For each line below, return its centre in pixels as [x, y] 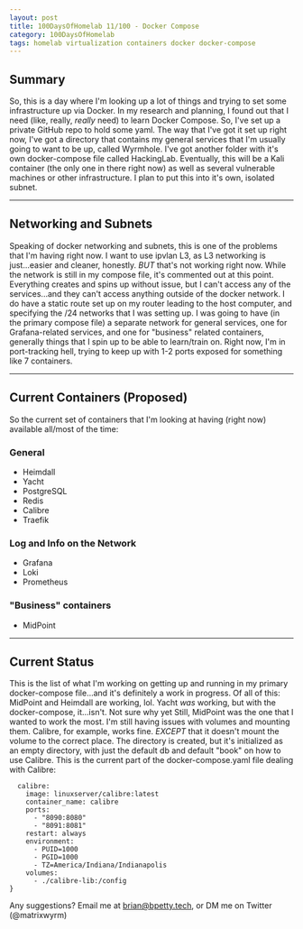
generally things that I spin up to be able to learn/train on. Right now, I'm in [147, 341]
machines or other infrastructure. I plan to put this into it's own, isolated [142, 178]
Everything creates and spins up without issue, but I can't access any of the [150, 284]
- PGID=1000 [55, 858]
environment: [50, 842]
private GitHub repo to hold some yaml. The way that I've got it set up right [148, 130]
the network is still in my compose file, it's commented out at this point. [142, 274]
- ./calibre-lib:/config [80, 881]
